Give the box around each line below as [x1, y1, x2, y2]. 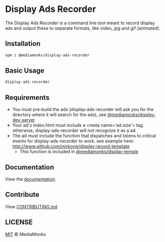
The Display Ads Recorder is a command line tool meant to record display [5, 20, 155, 26]
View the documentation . [5, 176, 56, 182]
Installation [5, 40, 41, 48]
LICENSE [5, 218, 33, 227]
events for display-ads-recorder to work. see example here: [12, 138, 134, 144]
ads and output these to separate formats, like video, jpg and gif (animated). [5, 25, 161, 31]
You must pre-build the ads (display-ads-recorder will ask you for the [12, 107, 154, 113]
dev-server [12, 117, 36, 123]
